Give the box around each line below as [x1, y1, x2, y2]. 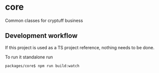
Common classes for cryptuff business [5, 18, 83, 23]
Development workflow [5, 32, 78, 40]
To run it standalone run [5, 54, 53, 60]
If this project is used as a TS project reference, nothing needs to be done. [5, 44, 155, 50]
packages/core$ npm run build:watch [5, 63, 79, 68]
